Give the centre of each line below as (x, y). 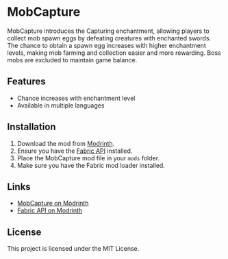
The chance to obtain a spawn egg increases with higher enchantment (107, 45)
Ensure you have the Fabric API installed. (75, 151)
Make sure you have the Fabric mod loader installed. (91, 165)
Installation (31, 127)
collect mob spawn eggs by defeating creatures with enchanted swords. (109, 38)
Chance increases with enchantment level (76, 98)
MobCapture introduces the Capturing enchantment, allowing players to (109, 31)
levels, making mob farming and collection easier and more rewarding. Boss (114, 53)
